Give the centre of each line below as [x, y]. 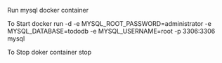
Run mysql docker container [48, 10]
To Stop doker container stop [50, 52]
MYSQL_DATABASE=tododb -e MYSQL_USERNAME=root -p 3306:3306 [111, 31]
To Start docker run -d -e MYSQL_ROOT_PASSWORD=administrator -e [110, 23]
